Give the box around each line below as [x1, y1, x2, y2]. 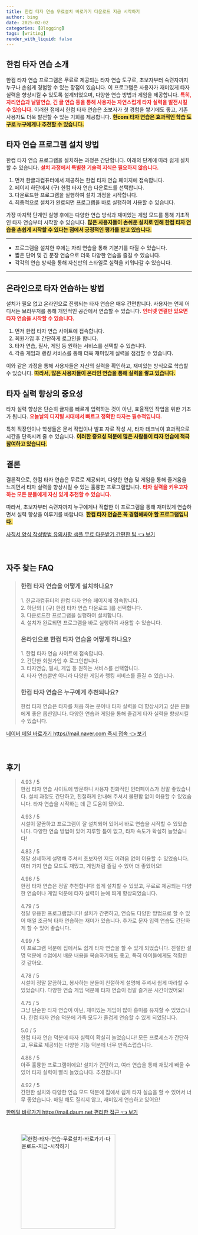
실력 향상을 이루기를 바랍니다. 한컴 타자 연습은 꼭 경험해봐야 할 [16, 511, 159, 518]
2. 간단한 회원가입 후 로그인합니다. [20, 657, 100, 664]
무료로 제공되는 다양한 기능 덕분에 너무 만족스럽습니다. [28, 1042, 153, 1049]
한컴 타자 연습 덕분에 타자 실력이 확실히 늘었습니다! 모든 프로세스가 [20, 1034, 173, 1041]
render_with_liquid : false [6, 36, 72, 42]
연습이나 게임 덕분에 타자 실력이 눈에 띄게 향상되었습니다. [27, 890, 158, 897]
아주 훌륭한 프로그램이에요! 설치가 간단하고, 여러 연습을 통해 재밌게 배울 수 [20, 1061, 190, 1068]
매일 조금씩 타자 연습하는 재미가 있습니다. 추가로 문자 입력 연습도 [27, 917, 175, 924]
